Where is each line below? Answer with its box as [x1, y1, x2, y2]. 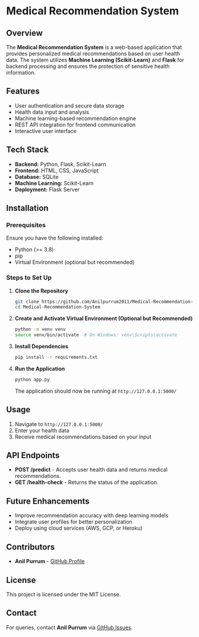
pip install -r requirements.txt [14, 355, 98, 361]
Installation [6, 203, 49, 213]
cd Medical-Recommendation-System [14, 304, 100, 310]
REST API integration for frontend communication [14, 121, 136, 128]
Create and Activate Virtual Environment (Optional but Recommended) [14, 315, 193, 322]
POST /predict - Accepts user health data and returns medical [14, 466, 168, 473]
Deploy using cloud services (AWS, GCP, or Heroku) [14, 524, 143, 532]
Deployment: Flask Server [14, 186, 80, 193]
